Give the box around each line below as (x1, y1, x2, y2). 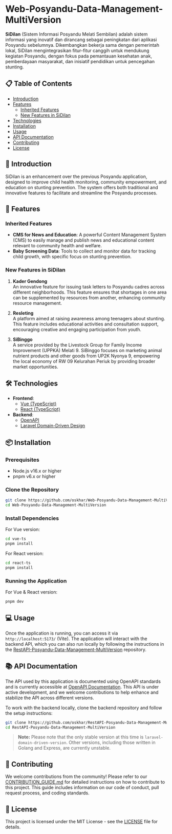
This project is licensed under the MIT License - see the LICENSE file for (5, 819, 158, 825)
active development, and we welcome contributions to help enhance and (5, 689, 159, 695)
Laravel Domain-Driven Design (20, 423, 85, 429)
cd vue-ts (5, 536, 27, 541)
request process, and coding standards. (5, 790, 90, 796)
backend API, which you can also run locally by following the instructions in (5, 641, 164, 647)
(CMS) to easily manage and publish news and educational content (12, 237, 155, 243)
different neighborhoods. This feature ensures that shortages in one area (12, 289, 167, 295)
